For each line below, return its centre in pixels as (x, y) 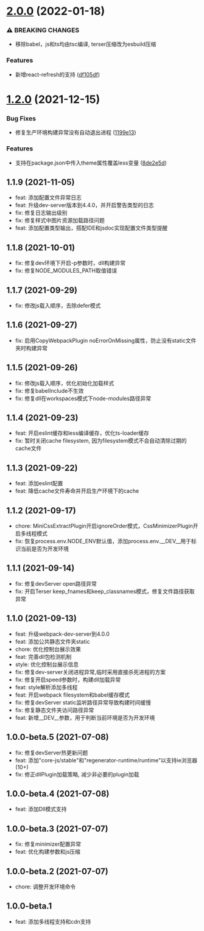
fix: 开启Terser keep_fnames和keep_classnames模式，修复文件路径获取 (105, 591)
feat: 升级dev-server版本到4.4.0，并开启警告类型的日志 (84, 205)
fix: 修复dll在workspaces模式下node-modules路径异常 (83, 398)
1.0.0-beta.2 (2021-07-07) (57, 871)
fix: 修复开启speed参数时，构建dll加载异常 (68, 680)
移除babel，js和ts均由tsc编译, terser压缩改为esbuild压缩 (86, 44)
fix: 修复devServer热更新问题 (51, 753)
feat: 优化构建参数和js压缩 (48, 852)
